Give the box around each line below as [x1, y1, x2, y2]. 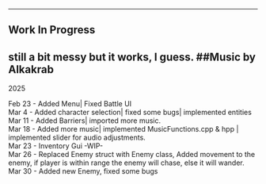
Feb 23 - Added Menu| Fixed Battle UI [8, 99, 132, 109]
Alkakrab [8, 63, 54, 76]
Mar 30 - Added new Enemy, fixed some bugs [8, 167, 158, 176]
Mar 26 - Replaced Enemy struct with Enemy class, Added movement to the [8, 150, 256, 159]
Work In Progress [8, 23, 96, 36]
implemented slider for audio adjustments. [8, 132, 146, 143]
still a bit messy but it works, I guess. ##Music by [8, 50, 256, 63]
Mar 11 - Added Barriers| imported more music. [8, 116, 161, 125]
